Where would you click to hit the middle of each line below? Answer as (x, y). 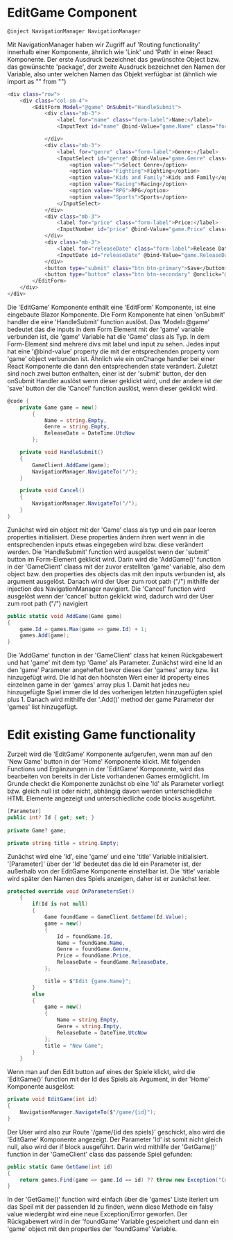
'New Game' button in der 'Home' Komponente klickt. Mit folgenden (104, 762)
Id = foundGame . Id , (85, 936)
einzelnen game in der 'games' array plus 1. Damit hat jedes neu (98, 685)
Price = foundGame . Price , (94, 956)
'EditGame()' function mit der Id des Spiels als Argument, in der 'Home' (109, 1079)
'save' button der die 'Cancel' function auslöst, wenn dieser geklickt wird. (112, 388)
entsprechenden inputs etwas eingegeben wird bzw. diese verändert (105, 544)
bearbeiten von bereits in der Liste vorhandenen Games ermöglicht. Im (108, 776)
